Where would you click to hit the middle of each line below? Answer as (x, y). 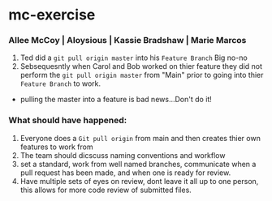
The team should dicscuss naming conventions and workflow (123, 155)
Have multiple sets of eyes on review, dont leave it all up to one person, (139, 181)
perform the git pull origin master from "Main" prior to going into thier (142, 75)
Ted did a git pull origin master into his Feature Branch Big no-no (134, 58)
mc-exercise (52, 15)
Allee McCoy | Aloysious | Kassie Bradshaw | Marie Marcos (127, 41)
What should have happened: (68, 121)
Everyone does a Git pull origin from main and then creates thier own (140, 138)
